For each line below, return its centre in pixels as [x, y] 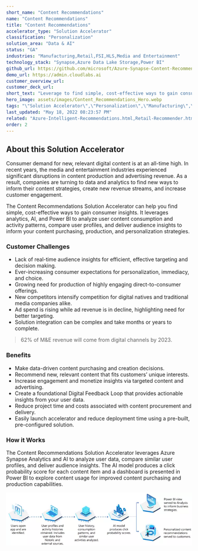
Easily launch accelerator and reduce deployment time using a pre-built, [102, 418]
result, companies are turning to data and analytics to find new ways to [92, 182]
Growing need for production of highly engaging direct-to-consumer [98, 285]
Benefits [19, 356]
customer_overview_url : [35, 81]
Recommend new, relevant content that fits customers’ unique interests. [102, 374]
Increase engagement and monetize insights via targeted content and [99, 380]
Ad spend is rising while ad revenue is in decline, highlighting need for [100, 309]
